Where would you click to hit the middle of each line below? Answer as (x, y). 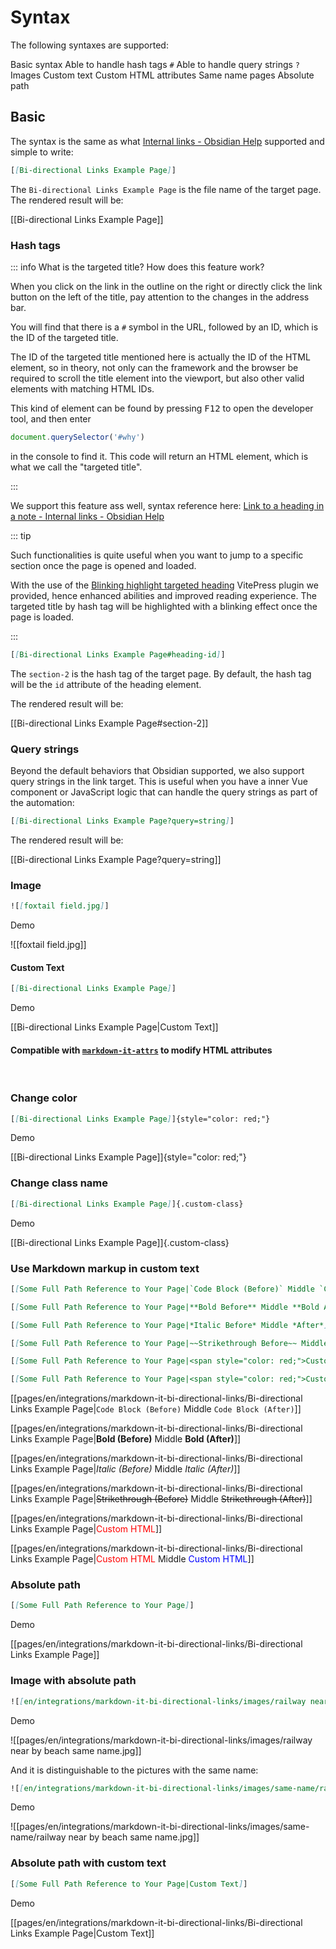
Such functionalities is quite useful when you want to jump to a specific (157, 555)
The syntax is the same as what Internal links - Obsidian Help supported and (167, 141)
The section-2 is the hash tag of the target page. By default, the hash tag (161, 673)
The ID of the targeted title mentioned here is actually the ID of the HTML (160, 357)
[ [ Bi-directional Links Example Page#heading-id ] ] (118, 654)
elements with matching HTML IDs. (82, 388)
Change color (44, 1098)
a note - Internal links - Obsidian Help (87, 516)
